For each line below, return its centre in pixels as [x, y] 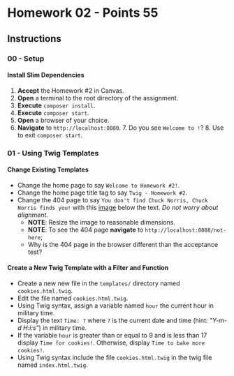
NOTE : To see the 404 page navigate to [86, 230]
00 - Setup [26, 59]
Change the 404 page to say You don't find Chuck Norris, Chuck [112, 200]
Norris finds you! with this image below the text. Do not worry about [118, 207]
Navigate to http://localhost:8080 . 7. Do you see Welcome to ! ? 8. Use [120, 128]
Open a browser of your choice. [63, 120]
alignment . [33, 215]
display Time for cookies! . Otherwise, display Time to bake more [111, 343]
